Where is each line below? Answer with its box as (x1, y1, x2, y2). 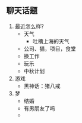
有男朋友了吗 (23, 104, 55, 112)
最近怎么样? (14, 23, 44, 30)
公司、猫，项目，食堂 (23, 45, 76, 52)
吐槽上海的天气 (32, 38, 70, 45)
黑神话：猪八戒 (23, 82, 61, 90)
